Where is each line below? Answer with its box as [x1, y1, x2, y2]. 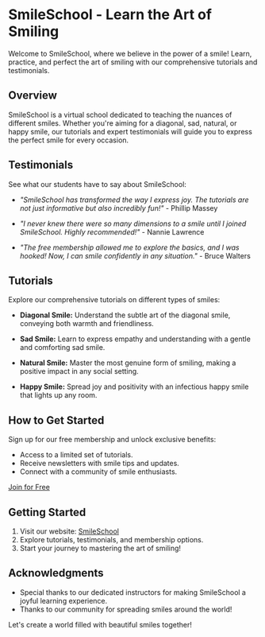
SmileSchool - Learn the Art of [8, 6, 213, 24]
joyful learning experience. [19, 596, 108, 605]
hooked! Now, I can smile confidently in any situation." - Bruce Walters [19, 251, 252, 260]
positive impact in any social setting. [19, 367, 139, 376]
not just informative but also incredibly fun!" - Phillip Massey [19, 203, 218, 212]
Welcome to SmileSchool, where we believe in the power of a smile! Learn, [8, 49, 252, 58]
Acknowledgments [8, 566, 105, 580]
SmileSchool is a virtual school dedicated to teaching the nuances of [8, 110, 232, 119]
